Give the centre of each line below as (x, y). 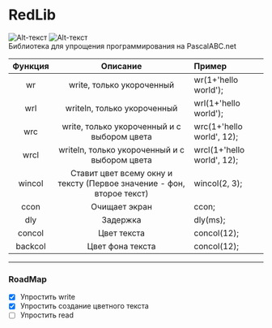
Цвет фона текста (121, 246)
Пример (210, 66)
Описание (121, 66)
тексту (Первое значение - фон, (121, 183)
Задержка (121, 219)
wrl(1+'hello (217, 103)
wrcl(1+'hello (219, 149)
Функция (31, 66)
